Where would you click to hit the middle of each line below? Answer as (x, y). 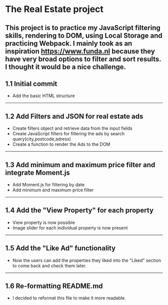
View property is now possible (43, 222)
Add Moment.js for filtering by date (48, 185)
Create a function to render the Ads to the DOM (61, 144)
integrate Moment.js (37, 173)
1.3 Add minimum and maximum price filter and (80, 165)
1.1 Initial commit (31, 84)
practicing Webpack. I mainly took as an (69, 43)
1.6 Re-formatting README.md (54, 286)
